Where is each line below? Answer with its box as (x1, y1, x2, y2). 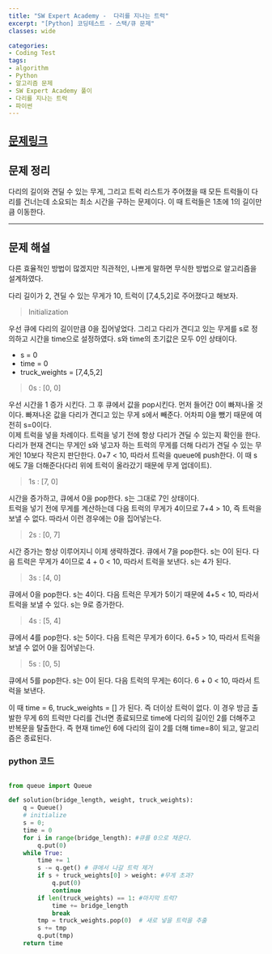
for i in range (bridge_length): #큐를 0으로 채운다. (23, 833, 193, 842)
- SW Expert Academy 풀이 (8, 87, 93, 95)
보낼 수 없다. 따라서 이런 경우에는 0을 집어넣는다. (8, 513, 162, 523)
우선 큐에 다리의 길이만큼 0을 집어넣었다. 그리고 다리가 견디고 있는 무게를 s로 (8, 324, 249, 334)
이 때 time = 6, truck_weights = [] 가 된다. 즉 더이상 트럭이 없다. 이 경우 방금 (8, 703, 250, 713)
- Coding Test (8, 49, 57, 57)
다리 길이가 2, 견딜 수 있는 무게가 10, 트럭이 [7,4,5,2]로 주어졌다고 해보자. (8, 291, 239, 300)
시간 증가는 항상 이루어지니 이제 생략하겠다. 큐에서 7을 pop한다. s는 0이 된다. (8, 547, 251, 556)
